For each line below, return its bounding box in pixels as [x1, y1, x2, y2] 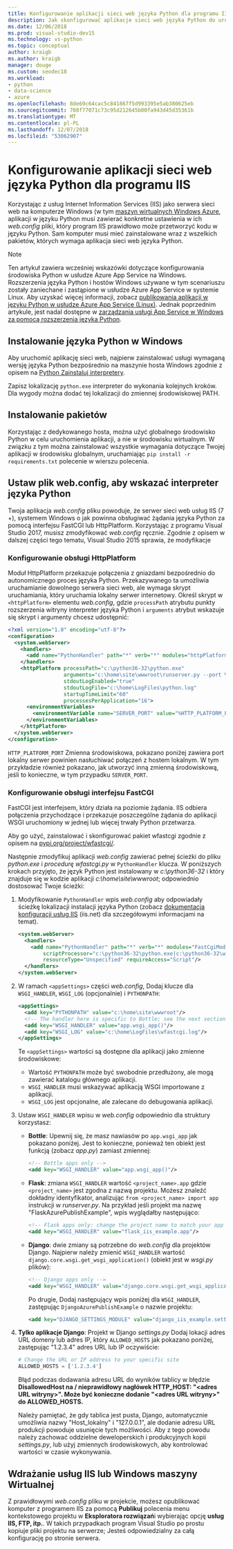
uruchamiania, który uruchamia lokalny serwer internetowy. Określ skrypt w [8, 590, 223, 599]
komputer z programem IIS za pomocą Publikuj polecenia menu [8, 1505, 190, 1513]
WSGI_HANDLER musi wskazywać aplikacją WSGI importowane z [28, 1083, 205, 1091]
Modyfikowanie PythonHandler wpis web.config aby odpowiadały [17, 895, 203, 903]
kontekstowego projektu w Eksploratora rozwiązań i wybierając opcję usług [8, 1512, 224, 1521]
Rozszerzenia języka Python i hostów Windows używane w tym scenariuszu [8, 278, 225, 287]
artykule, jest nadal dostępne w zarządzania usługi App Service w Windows [8, 308, 224, 316]
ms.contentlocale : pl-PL [8, 119, 80, 127]
